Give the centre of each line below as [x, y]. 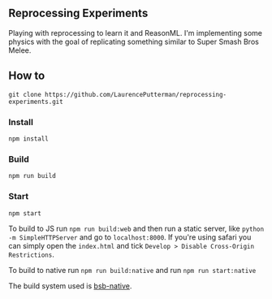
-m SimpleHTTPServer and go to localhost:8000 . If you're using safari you [130, 237]
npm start [25, 213]
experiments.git [36, 102]
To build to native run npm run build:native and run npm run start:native [132, 270]
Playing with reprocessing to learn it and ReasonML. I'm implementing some [135, 32]
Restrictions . [31, 254]
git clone [25, 94]
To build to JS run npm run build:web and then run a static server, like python [136, 228]
